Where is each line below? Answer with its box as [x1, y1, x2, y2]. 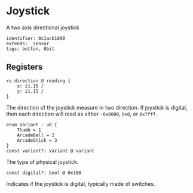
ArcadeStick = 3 [17, 137, 58, 144]
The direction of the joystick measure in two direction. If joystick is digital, [6, 104, 188, 111]
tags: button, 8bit [6, 46, 55, 52]
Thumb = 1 [17, 127, 42, 133]
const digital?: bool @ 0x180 [6, 170, 82, 176]
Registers [6, 62, 43, 72]
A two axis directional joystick [6, 24, 79, 31]
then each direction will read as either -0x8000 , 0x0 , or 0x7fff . [6, 110, 157, 117]
